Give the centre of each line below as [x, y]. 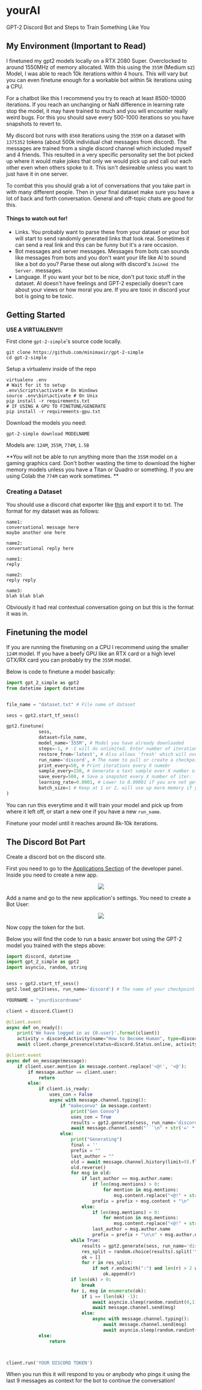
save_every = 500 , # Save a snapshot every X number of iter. [115, 777]
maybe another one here [36, 533]
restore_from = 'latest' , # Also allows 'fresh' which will [112, 754]
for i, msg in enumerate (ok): [109, 1291]
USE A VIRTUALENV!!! [35, 329]
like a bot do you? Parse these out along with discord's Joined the [97, 264]
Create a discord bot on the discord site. [56, 857]
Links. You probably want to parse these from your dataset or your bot [102, 232]
